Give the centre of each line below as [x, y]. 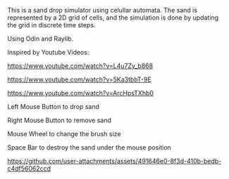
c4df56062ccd [29, 168]
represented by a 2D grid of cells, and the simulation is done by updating [113, 18]
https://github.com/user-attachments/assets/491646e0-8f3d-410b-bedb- [114, 161]
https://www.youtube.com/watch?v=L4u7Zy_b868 [80, 66]
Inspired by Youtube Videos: [48, 52]
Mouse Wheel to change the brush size [64, 134]
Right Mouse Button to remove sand [59, 120]
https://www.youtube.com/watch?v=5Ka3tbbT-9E [79, 79]
